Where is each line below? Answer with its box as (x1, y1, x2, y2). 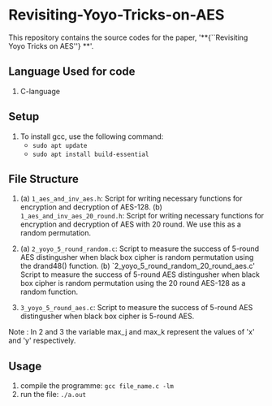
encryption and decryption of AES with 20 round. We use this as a (19, 219, 242, 229)
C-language (19, 86, 61, 96)
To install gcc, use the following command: (19, 132, 164, 141)
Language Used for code (8, 65, 136, 79)
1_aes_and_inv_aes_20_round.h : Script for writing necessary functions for (19, 211, 265, 221)
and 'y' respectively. (8, 335, 76, 346)
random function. (19, 287, 79, 297)
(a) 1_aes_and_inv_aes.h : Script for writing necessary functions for (19, 193, 243, 204)
